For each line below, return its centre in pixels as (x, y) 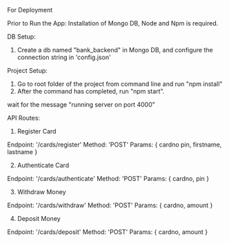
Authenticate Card (43, 165)
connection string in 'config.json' (64, 57)
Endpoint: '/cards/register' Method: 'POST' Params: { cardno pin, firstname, (114, 145)
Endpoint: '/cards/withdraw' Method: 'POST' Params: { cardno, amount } (110, 205)
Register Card (37, 131)
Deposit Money (39, 219)
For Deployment (30, 10)
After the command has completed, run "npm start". (91, 91)
